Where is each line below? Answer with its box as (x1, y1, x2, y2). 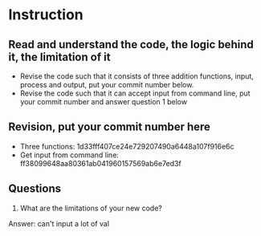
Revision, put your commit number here (8, 120, 211, 134)
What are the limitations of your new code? (19, 203, 162, 213)
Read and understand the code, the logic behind (8, 38, 255, 51)
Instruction (8, 6, 84, 24)
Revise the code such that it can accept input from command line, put (19, 88, 251, 98)
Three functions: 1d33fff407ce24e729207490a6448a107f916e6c (19, 141, 234, 151)
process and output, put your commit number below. (19, 80, 194, 89)
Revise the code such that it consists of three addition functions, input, (19, 71, 255, 81)
